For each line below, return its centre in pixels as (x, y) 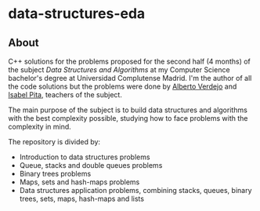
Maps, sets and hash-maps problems (79, 182)
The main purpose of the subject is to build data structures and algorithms (128, 110)
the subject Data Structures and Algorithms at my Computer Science (119, 70)
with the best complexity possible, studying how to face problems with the (128, 118)
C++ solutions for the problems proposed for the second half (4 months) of (129, 61)
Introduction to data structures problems (85, 157)
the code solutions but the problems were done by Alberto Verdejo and (123, 86)
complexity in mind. (40, 127)
